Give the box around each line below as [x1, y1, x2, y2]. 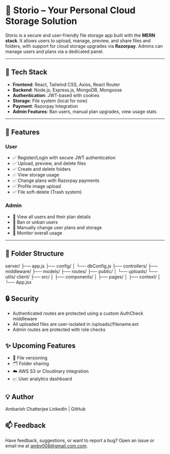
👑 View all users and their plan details [12, 214, 91, 220]
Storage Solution [5, 15, 77, 27]
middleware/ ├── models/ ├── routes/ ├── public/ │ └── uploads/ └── [5, 268, 158, 274]
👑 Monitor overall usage [12, 230, 62, 236]
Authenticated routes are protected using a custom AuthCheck [12, 310, 143, 317]
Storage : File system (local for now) [12, 98, 88, 104]
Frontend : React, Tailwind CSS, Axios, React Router [12, 81, 120, 87]
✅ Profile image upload [12, 183, 61, 190]
